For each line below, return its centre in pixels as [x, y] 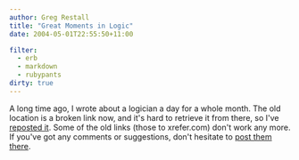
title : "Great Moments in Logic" [71, 26]
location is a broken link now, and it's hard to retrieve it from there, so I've [144, 117]
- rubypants [40, 75]
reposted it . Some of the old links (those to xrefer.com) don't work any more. [150, 127]
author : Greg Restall [50, 17]
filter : [24, 50]
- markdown [37, 67]
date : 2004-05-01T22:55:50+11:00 [71, 34]
